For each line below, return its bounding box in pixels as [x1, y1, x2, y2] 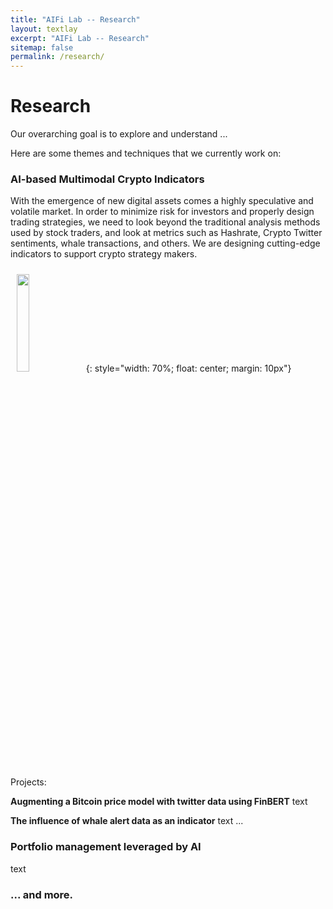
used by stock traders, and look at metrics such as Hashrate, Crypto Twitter [10, 227, 323, 239]
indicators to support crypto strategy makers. [10, 248, 198, 260]
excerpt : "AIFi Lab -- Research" [10, 33, 150, 43]
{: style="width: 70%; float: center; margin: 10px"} [85, 362, 292, 375]
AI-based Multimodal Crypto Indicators [10, 172, 205, 186]
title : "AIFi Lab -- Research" [10, 14, 141, 25]
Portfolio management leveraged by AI [10, 840, 202, 854]
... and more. [10, 887, 74, 901]
